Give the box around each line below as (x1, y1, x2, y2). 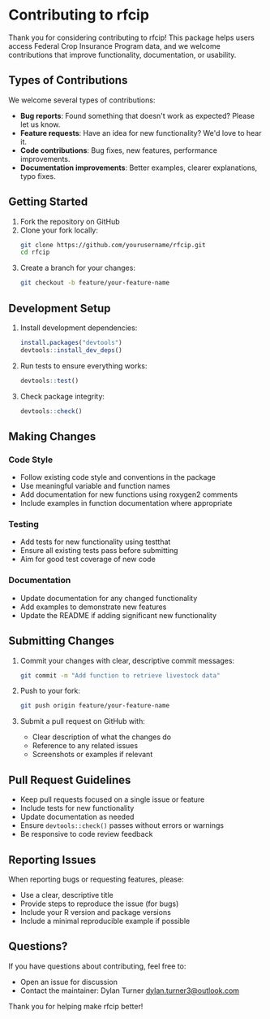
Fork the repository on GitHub (19, 216, 120, 226)
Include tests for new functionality (19, 803, 135, 813)
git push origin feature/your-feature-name (19, 702, 170, 710)
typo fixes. (19, 171, 56, 181)
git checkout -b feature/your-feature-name (19, 279, 170, 287)
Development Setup (8, 301, 111, 315)
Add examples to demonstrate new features (19, 602, 167, 612)
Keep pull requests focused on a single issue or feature (19, 795, 205, 804)
